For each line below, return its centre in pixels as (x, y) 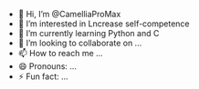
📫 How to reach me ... (60, 53)
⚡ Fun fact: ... (43, 76)
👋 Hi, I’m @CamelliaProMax (69, 14)
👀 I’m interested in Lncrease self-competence (104, 24)
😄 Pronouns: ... (47, 66)
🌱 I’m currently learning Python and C (89, 33)
